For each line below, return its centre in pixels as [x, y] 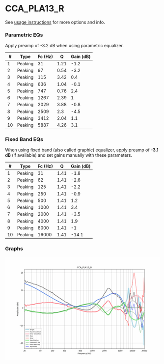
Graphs [14, 249]
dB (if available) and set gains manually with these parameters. [69, 155]
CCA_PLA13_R [35, 9]
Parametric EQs [24, 35]
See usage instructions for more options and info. [55, 22]
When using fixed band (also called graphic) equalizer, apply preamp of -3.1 [82, 150]
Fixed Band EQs [24, 139]
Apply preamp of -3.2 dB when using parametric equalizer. [65, 46]
